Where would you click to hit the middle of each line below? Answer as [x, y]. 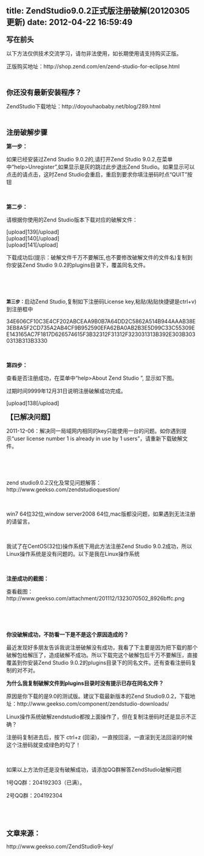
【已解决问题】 [30, 417]
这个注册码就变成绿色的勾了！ [43, 745]
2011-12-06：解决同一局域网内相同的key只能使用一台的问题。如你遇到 [94, 430]
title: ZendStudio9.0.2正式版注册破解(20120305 [98, 11]
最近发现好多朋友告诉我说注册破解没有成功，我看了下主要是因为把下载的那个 [102, 647]
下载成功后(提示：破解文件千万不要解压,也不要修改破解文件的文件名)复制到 [100, 257]
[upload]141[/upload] [32, 245]
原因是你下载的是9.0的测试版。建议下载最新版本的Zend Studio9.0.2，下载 [98, 696]
